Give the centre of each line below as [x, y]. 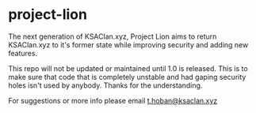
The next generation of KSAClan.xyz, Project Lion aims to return [113, 36]
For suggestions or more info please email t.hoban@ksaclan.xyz [113, 100]
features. [23, 53]
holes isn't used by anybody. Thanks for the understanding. [105, 85]
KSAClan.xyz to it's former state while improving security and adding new [128, 44]
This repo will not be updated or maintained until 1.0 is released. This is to [128, 68]
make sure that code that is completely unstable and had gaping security [127, 77]
